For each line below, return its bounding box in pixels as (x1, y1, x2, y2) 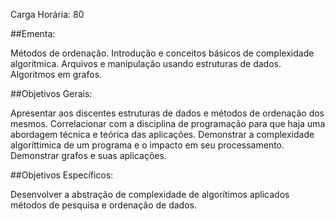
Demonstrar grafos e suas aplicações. (10, 150, 167, 161)
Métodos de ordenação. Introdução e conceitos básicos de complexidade (10, 47, 315, 59)
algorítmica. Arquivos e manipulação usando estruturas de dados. (10, 58, 282, 69)
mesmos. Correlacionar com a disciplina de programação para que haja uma (10, 118, 326, 129)
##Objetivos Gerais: (10, 88, 93, 99)
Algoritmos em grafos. (10, 69, 103, 80)
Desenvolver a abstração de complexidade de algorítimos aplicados (10, 189, 290, 200)
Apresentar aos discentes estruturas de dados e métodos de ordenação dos (10, 107, 325, 119)
